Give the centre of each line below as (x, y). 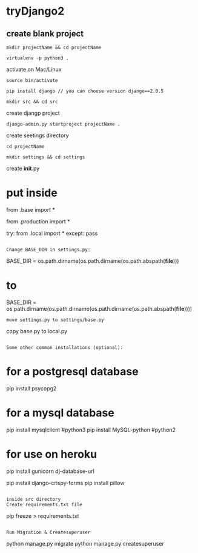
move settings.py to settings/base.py (55, 320)
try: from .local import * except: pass (52, 233)
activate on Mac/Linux (34, 69)
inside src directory (34, 499)
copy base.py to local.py (37, 331)
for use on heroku (52, 454)
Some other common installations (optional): (64, 347)
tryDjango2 (35, 11)
